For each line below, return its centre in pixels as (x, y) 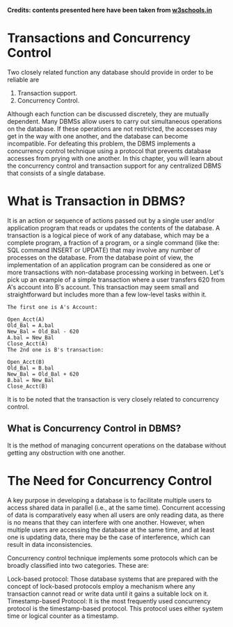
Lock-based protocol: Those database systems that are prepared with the (113, 579)
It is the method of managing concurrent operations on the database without (117, 445)
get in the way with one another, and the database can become (98, 136)
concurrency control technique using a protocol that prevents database (109, 151)
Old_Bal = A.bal (31, 325)
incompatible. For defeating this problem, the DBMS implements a (102, 143)
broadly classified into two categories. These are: (78, 565)
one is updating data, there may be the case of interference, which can (109, 537)
